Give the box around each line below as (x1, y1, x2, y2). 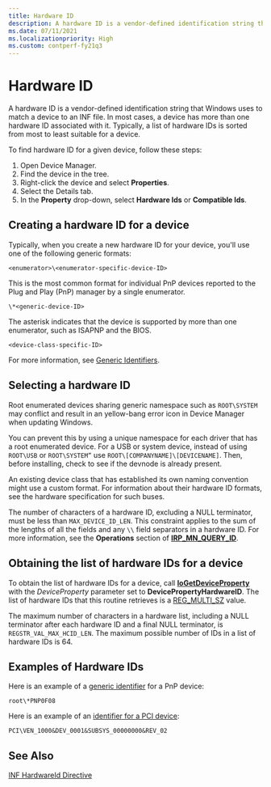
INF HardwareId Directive (8, 770, 93, 781)
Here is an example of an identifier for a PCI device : (8, 711, 180, 721)
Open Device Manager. (19, 161, 97, 171)
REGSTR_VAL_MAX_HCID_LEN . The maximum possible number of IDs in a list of (8, 628, 256, 637)
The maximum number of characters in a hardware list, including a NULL (8, 611, 250, 620)
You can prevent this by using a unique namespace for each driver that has (8, 433, 258, 442)
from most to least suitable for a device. (8, 129, 141, 139)
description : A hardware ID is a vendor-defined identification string (8, 19, 254, 28)
